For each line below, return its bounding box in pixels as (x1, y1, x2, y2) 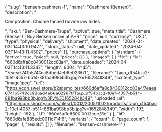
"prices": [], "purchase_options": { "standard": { (45, 49, 141, 55)
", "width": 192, (114, 106, 145, 112)
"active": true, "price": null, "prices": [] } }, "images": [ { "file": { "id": (5, 54, 142, 60)
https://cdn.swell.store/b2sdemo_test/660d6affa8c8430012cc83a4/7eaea (7, 85, 157, 91)
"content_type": (114, 75, 146, 80)
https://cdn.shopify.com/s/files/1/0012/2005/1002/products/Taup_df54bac (7, 101, 157, 106)
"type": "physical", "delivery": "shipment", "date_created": (5, 38, 122, 44)
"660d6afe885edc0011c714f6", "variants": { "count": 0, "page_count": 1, (5, 116, 150, 122)
